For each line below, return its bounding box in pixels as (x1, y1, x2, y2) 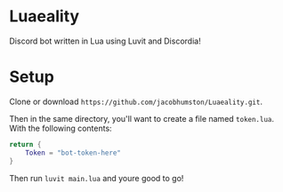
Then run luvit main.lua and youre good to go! (9, 172, 184, 183)
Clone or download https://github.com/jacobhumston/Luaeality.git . (9, 96, 263, 107)
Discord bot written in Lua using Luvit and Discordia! (9, 36, 202, 46)
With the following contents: (9, 123, 113, 133)
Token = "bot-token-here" (25, 148, 122, 157)
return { (9, 140, 42, 148)
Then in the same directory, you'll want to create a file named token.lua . (9, 113, 274, 124)
